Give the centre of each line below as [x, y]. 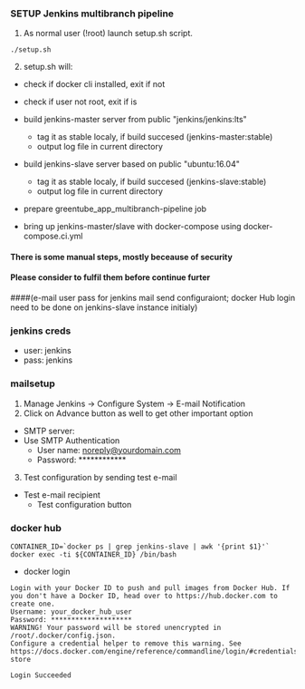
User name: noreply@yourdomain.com [109, 450]
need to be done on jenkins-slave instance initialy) [104, 307]
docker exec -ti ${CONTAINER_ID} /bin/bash [94, 554]
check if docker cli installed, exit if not [94, 84]
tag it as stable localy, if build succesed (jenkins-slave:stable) [152, 182]
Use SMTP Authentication [71, 440]
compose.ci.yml [53, 236]
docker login [47, 571]
